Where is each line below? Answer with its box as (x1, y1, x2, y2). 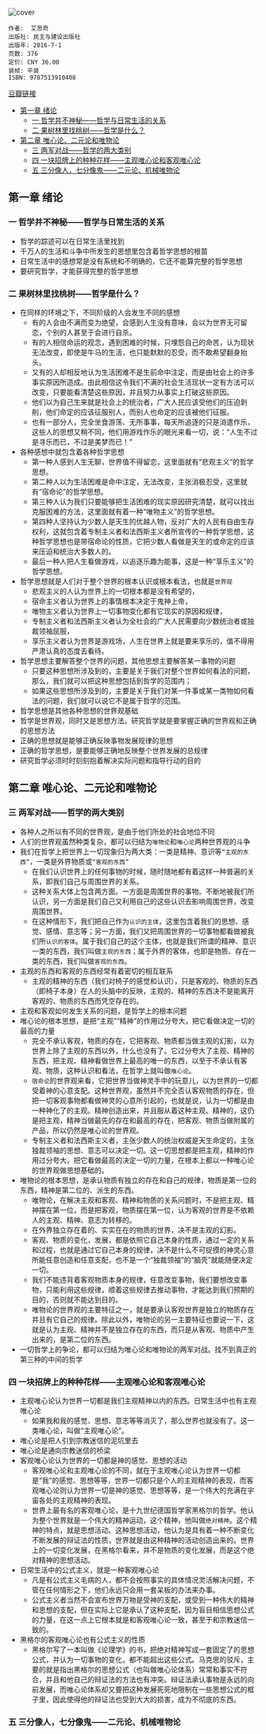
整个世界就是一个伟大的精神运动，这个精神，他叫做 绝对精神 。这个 (38, 1515, 251, 1525)
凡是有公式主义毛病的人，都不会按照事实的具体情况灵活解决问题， (31, 1575, 248, 1584)
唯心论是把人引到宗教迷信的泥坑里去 (19, 1435, 139, 1445)
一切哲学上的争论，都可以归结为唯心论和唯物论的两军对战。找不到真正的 (19, 1345, 256, 1354)
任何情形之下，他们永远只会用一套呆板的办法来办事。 (45, 1585, 220, 1595)
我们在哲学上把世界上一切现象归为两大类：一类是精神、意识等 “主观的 (19, 847, 244, 856)
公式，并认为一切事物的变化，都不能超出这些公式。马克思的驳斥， (31, 1654, 248, 1664)
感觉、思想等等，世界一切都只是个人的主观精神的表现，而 (58, 1475, 247, 1485)
